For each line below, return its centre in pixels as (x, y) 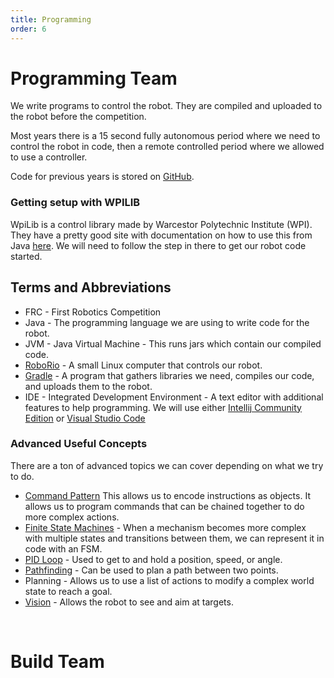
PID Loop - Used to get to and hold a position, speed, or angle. (153, 559)
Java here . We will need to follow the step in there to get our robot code (158, 245)
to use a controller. (49, 157)
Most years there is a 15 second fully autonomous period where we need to (165, 136)
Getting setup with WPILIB (75, 203)
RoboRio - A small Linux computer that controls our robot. (143, 365)
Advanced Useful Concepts (79, 444)
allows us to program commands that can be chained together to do (164, 506)
